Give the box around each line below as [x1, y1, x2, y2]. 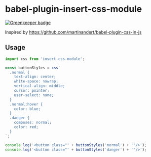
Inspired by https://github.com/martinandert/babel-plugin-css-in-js [5, 29, 142, 35]
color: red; [14, 125, 38, 130]
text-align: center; [14, 75, 56, 79]
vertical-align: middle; [14, 83, 65, 89]
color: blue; [14, 106, 41, 111]
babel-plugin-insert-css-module [5, 3, 142, 15]
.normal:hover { [9, 102, 43, 106]
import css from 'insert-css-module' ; [5, 56, 85, 61]
